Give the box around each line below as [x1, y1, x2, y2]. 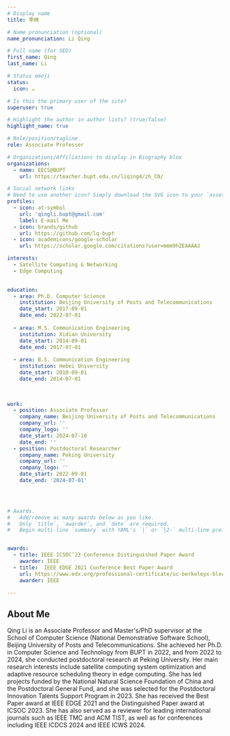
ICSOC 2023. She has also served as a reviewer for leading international [7, 707, 211, 715]
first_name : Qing [7, 54, 57, 61]
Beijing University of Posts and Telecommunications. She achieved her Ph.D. [7, 641, 223, 649]
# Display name [7, 10, 51, 17]
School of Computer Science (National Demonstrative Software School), [7, 634, 211, 642]
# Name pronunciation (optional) [7, 29, 103, 36]
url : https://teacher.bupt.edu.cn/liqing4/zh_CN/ [19, 173, 164, 180]
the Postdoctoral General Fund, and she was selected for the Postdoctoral [7, 685, 216, 693]
